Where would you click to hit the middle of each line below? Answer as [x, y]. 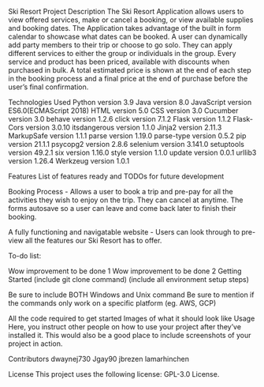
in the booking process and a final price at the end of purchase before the [128, 79]
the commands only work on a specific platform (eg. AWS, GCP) [112, 303]
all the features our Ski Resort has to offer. [93, 240]
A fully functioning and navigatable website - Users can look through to [124, 232]
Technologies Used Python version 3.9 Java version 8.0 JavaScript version [130, 102]
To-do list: [25, 255]
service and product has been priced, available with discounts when [119, 62]
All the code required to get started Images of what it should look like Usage [132, 318]
